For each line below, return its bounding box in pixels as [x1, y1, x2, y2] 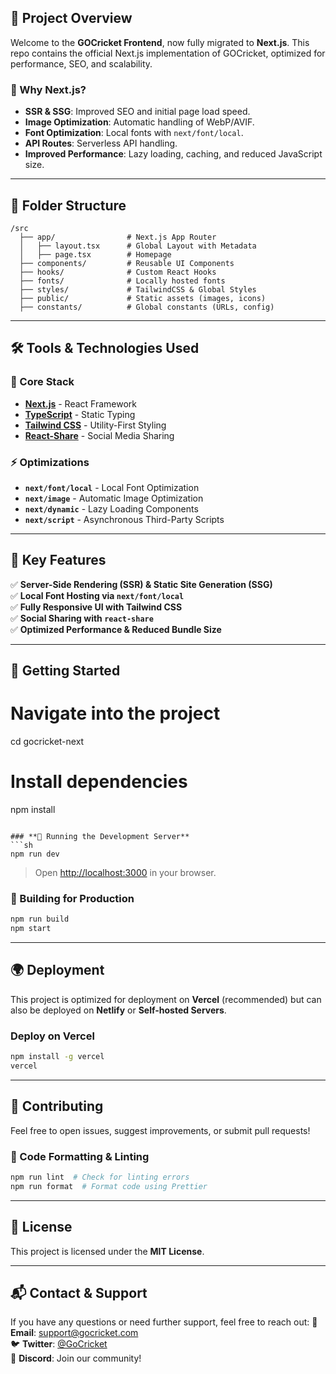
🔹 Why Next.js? [10, 82, 87, 96]
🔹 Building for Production [10, 891, 135, 905]
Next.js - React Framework [24, 397, 138, 410]
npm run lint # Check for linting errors [10, 1172, 190, 1182]
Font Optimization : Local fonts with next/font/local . [24, 127, 244, 139]
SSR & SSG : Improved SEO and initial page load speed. [24, 106, 251, 118]
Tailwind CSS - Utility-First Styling [24, 419, 167, 431]
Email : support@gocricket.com [10, 1327, 139, 1339]
